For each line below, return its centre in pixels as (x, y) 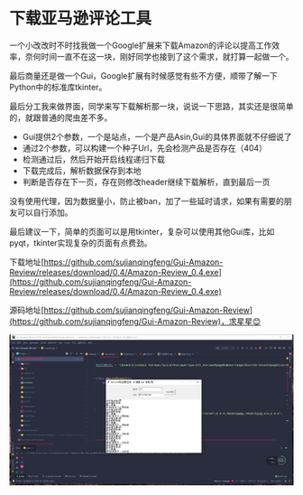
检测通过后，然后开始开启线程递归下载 (93, 159)
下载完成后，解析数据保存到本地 (82, 170)
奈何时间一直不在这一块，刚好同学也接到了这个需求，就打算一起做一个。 (159, 56)
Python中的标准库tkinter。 (58, 87)
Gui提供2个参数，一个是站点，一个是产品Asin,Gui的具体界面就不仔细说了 (157, 136)
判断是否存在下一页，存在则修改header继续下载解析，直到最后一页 (146, 182)
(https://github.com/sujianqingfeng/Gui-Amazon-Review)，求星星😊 (135, 321)
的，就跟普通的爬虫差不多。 (61, 117)
